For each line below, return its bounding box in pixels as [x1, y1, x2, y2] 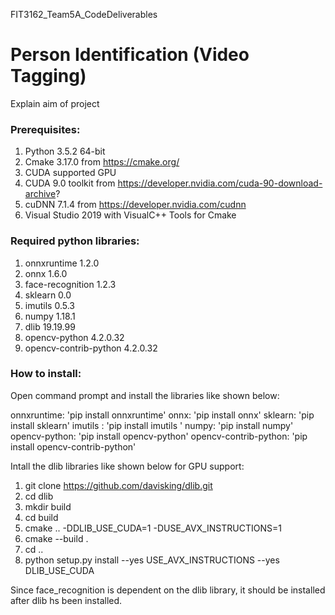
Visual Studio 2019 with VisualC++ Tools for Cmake [24, 209, 237, 221]
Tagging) [10, 65, 87, 88]
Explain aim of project [10, 97, 100, 109]
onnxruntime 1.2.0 [24, 257, 100, 269]
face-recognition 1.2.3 [24, 278, 117, 290]
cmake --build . [24, 532, 89, 544]
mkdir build [24, 500, 72, 513]
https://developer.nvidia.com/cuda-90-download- [117, 177, 323, 189]
